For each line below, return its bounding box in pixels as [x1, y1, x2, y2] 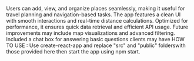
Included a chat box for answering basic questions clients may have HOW [6, 36, 185, 42]
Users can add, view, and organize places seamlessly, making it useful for [6, 5, 185, 12]
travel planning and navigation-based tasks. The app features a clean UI [6, 11, 181, 18]
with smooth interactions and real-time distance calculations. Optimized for [6, 17, 188, 24]
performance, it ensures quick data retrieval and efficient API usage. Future [6, 23, 189, 30]
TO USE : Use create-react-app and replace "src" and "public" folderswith [6, 42, 186, 49]
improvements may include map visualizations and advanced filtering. [6, 30, 175, 37]
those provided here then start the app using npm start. [6, 48, 141, 55]
